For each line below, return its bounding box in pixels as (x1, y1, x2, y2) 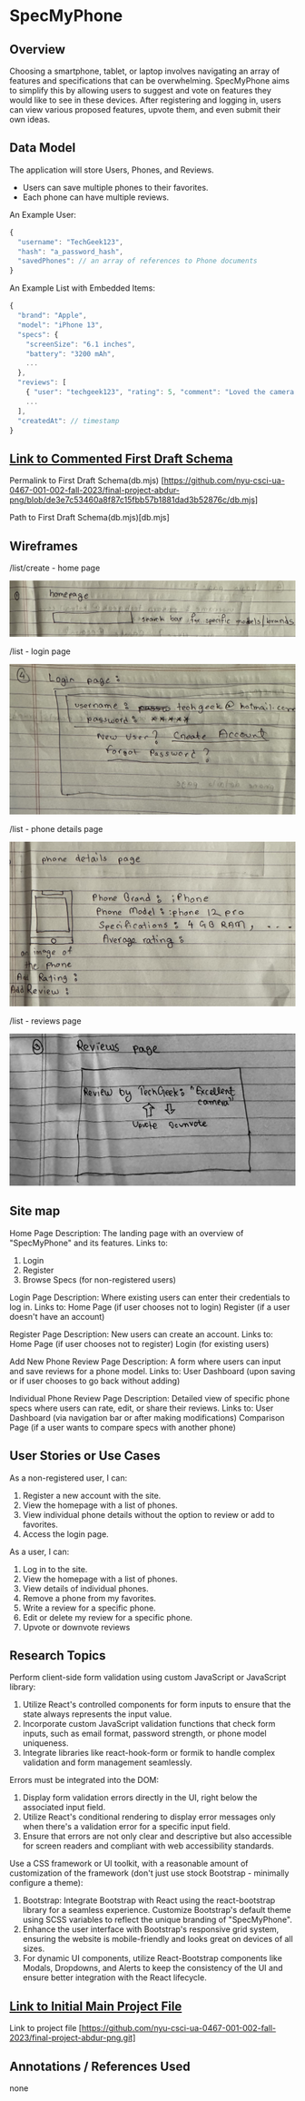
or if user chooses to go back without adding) (9, 1375, 181, 1386)
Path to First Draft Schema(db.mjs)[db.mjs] (9, 512, 170, 523)
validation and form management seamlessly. (22, 1757, 192, 1768)
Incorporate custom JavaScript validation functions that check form (22, 1719, 276, 1729)
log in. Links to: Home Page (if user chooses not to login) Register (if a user (9, 1301, 290, 1313)
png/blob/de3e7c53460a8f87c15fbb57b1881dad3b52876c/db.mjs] (9, 494, 259, 505)
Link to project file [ (9, 2023, 83, 2034)
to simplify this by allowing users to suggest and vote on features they (9, 85, 272, 95)
